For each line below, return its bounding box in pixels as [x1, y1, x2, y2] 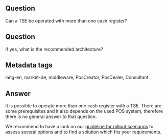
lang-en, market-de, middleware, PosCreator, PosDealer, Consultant [5, 74, 149, 81]
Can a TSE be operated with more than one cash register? [5, 17, 127, 24]
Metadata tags [5, 61, 53, 69]
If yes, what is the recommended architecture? [5, 46, 103, 52]
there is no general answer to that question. [5, 113, 97, 120]
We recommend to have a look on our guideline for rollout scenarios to [5, 124, 154, 130]
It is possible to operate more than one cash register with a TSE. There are [5, 103, 162, 109]
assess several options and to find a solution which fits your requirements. [5, 129, 162, 135]
